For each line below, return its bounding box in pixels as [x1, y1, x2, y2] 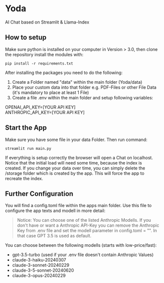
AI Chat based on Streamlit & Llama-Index [5, 19, 90, 25]
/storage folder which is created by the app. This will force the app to [5, 170, 144, 176]
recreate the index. [5, 175, 43, 181]
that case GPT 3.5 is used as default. [17, 233, 92, 239]
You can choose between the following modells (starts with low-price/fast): [5, 242, 157, 248]
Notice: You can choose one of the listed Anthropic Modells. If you [17, 217, 151, 223]
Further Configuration [5, 189, 73, 198]
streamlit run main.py [5, 146, 51, 151]
